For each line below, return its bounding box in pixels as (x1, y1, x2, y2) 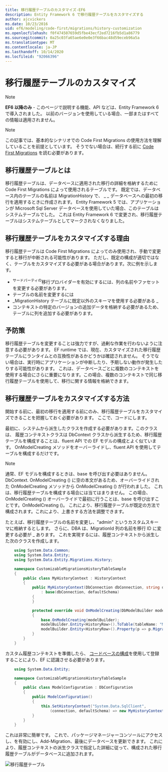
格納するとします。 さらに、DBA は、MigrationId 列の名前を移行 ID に (13, 525, 157, 532)
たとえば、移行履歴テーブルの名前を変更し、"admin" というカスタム (5, 519, 146, 525)
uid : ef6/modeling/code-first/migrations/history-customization (5, 26, 142, 31)
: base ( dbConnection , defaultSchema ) (40, 590, 120, 595)
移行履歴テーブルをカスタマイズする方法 (5, 394, 130, 403)
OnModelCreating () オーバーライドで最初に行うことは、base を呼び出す (5, 496, 155, 502)
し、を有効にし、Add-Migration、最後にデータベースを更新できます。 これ (5, 738, 158, 744)
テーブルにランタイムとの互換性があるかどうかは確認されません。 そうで (5, 353, 155, 359)
